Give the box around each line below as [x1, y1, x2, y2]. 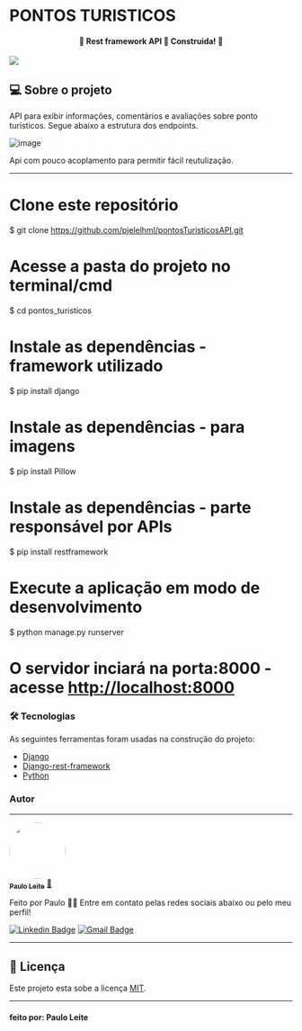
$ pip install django [9, 386, 80, 397]
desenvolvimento [9, 597, 143, 617]
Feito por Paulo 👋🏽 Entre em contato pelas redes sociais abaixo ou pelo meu [9, 897, 292, 909]
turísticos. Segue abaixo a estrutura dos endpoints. [9, 121, 199, 131]
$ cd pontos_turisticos [9, 305, 93, 316]
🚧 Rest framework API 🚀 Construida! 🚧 [78, 35, 224, 46]
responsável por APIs [9, 516, 173, 537]
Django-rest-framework [22, 761, 111, 772]
